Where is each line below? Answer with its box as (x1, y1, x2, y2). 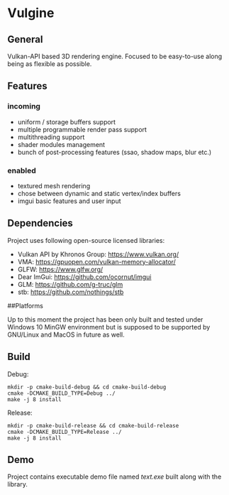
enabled (7, 165, 37, 175)
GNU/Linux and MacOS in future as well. (7, 330, 125, 339)
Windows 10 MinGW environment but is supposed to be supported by (7, 322, 211, 331)
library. (7, 480, 28, 489)
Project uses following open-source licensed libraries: (7, 236, 165, 244)
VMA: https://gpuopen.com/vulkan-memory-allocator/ (17, 257, 176, 266)
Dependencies (7, 217, 73, 229)
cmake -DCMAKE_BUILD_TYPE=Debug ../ (7, 389, 116, 397)
